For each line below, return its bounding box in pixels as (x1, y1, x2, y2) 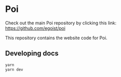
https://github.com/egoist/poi (5, 25, 66, 31)
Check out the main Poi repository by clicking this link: (5, 20, 117, 26)
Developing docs (5, 49, 59, 58)
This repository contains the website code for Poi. (5, 35, 108, 41)
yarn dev (5, 67, 23, 72)
